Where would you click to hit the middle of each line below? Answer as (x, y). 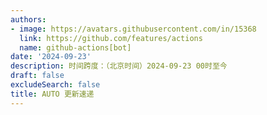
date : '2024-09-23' (51, 57)
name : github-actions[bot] (75, 47)
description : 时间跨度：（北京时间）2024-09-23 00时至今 (119, 66)
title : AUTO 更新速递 (52, 94)
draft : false (37, 76)
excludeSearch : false (55, 85)
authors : (28, 19)
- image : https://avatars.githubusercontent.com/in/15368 (133, 29)
